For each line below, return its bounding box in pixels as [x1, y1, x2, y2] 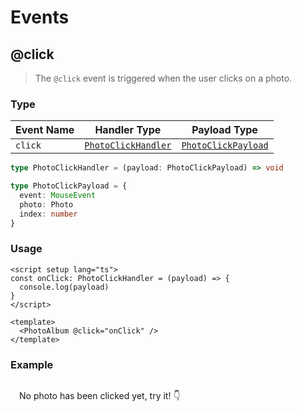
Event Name [15, 123, 75, 137]
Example [10, 357, 54, 371]
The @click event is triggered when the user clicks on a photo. [34, 72, 293, 84]
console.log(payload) [19, 282, 110, 292]
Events [10, 6, 70, 29]
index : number [19, 209, 78, 219]
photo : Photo [19, 199, 74, 210]
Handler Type [94, 123, 162, 137]
